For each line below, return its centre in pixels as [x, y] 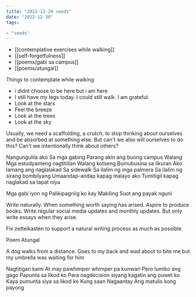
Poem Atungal [23, 240]
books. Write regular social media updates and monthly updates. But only [94, 211]
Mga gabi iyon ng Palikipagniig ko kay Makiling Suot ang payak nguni [89, 193]
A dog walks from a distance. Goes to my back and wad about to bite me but [98, 251]
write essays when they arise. [42, 217]
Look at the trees [35, 116]
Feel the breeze [33, 110]
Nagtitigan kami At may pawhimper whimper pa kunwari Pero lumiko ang [93, 269]
